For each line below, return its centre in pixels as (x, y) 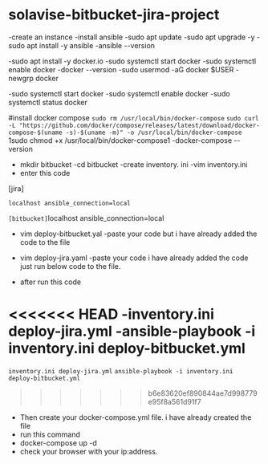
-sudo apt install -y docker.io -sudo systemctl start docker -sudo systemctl (132, 61)
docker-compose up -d (59, 442)
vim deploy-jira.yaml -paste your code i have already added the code (134, 258)
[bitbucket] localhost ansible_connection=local (86, 218)
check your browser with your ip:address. (89, 451)
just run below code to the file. (70, 266)
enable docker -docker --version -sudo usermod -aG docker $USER (121, 69)
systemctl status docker (48, 102)
